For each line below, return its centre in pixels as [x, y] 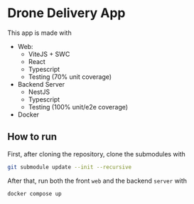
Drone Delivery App [66, 13]
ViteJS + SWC [49, 54]
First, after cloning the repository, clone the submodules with [97, 154]
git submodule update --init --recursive [70, 167]
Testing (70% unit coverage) [70, 77]
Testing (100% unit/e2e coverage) [78, 107]
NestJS [39, 92]
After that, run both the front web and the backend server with [97, 181]
